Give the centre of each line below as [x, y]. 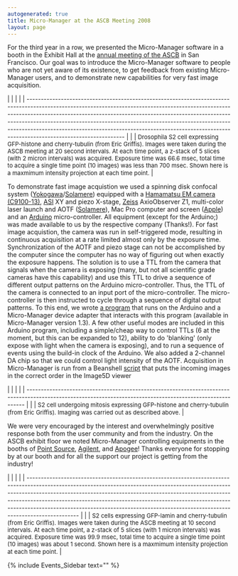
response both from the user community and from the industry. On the [110, 434]
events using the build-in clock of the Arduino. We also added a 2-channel [116, 353]
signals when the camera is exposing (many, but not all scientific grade [111, 270]
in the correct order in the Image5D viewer [69, 376]
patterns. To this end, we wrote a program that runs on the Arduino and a [114, 308]
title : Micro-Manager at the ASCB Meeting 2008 [79, 21]
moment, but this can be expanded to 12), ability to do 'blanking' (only [109, 338]
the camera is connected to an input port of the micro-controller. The [108, 293]
